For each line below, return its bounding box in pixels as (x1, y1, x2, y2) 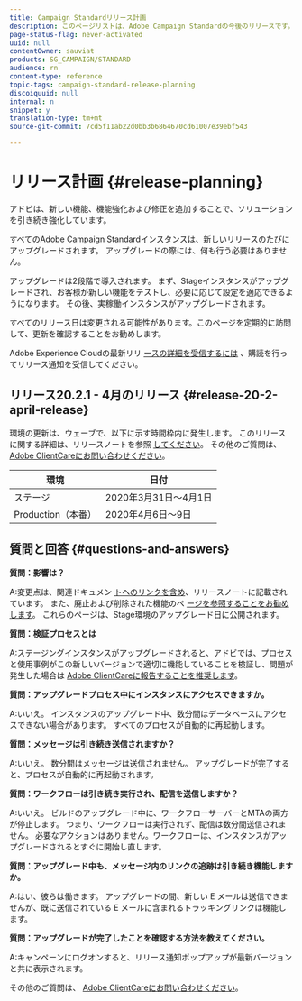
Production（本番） (14, 508, 97, 520)
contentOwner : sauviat (9, 47, 95, 56)
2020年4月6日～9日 (105, 508, 192, 520)
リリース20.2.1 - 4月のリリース (9, 388, 181, 403)
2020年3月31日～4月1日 (105, 491, 213, 503)
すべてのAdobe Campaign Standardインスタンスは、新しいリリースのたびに (9, 234, 290, 244)
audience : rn (9, 64, 59, 73)
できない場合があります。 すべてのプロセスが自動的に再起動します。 (16, 719, 270, 730)
